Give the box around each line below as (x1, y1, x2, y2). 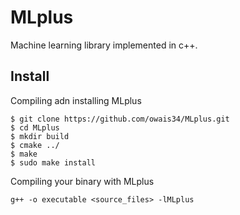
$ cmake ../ (10, 140, 60, 150)
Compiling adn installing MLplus (10, 94, 142, 106)
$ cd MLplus (10, 122, 60, 133)
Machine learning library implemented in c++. (10, 39, 198, 51)
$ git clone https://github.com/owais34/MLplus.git (10, 114, 230, 124)
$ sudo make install (10, 157, 97, 168)
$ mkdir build (10, 131, 70, 141)
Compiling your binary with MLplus (10, 175, 155, 187)
